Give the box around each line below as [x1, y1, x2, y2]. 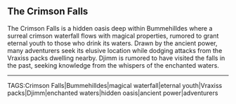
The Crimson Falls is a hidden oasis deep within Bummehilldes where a [7, 24, 213, 32]
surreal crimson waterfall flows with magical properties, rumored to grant [7, 31, 219, 40]
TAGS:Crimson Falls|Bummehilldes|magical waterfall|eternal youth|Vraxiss [7, 81, 223, 89]
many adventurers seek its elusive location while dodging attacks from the [7, 46, 223, 54]
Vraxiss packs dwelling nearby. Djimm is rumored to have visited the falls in [7, 54, 225, 62]
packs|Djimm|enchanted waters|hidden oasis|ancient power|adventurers [7, 89, 218, 97]
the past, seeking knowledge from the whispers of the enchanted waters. [7, 61, 220, 69]
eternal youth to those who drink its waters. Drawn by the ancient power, [7, 38, 218, 47]
